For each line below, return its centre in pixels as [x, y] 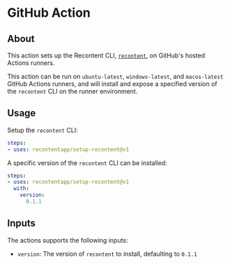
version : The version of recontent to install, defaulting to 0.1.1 [107, 254]
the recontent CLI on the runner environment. [72, 91]
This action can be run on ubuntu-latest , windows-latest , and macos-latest [115, 76]
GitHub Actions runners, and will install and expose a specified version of [112, 84]
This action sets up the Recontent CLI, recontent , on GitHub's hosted [106, 55]
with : [22, 189]
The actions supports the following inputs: [68, 240]
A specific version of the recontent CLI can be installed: [87, 163]
